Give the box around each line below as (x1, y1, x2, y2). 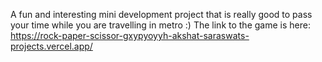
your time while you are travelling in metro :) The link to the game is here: (10, 19, 311, 31)
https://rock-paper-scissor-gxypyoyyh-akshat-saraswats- (10, 30, 250, 41)
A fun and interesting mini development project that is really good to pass (10, 9, 313, 20)
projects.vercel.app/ (10, 40, 93, 52)
